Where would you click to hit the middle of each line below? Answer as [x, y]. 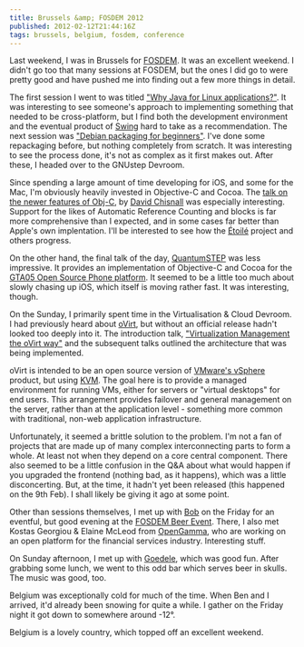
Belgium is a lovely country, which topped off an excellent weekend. [137, 632]
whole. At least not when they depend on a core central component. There [149, 456]
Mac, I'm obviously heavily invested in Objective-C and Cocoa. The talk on [149, 193]
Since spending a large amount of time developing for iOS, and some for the [152, 183]
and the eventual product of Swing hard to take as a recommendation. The [148, 126]
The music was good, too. [58, 578]
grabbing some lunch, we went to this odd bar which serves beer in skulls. [148, 568]
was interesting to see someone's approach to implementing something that [152, 107]
